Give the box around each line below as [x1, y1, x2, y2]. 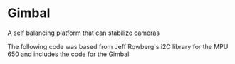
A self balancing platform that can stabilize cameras [7, 28, 160, 37]
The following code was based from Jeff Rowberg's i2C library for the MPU [7, 42, 229, 50]
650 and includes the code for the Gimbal [7, 50, 130, 58]
